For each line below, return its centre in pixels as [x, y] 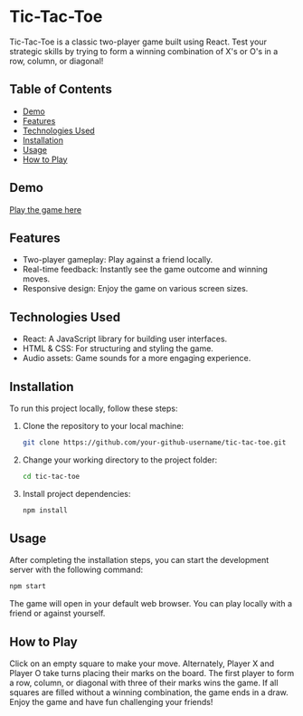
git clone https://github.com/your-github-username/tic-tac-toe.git [154, 443]
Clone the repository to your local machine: [103, 426]
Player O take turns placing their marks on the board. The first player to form [152, 673]
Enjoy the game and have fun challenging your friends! [111, 702]
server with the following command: [76, 570]
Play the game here [46, 209]
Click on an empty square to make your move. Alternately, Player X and [142, 663]
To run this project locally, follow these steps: [94, 408]
